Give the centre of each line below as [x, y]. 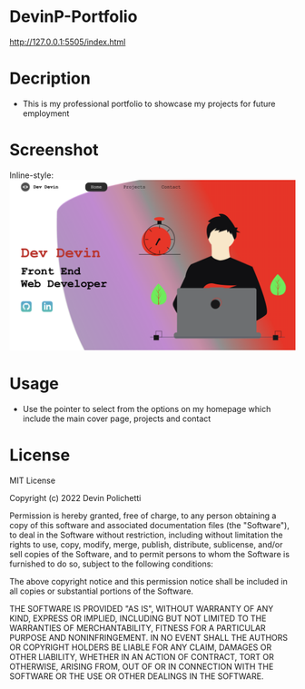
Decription [50, 79]
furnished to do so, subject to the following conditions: [111, 564]
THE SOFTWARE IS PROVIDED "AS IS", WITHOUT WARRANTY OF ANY [142, 608]
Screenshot [54, 150]
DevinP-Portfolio [74, 17]
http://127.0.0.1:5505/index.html [68, 42]
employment [46, 113]
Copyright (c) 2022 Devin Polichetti [75, 497]
